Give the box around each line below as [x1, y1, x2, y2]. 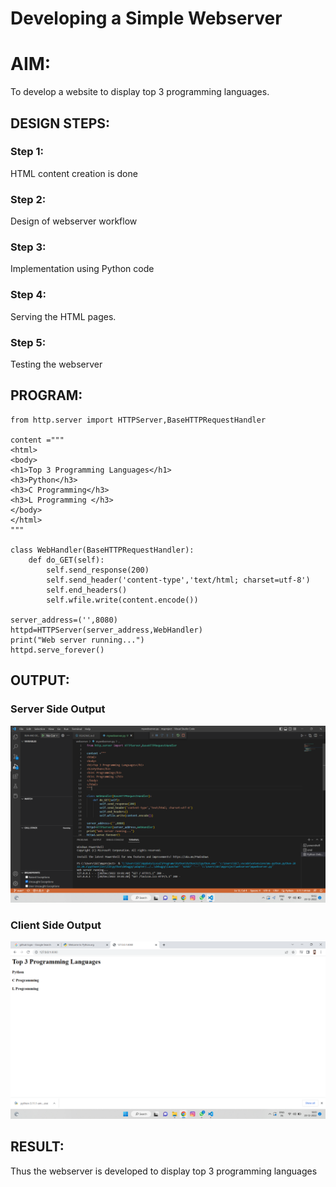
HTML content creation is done [10, 167, 138, 179]
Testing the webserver [10, 358, 103, 370]
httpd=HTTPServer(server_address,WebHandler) [10, 625, 203, 635]
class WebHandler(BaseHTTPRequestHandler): [10, 545, 195, 555]
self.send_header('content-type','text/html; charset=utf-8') [46, 575, 311, 585]
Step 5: [10, 335, 47, 349]
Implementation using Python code [10, 263, 155, 275]
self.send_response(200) [46, 565, 150, 575]
